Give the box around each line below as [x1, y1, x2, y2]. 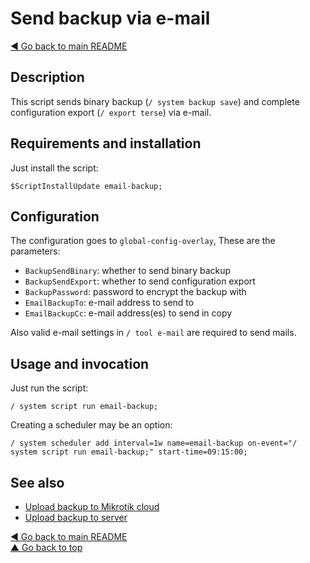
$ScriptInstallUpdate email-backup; [10, 181, 163, 191]
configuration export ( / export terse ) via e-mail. [10, 106, 212, 118]
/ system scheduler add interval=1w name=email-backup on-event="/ [10, 438, 298, 449]
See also [10, 474, 65, 491]
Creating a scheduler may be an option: [10, 419, 173, 431]
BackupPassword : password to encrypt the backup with [24, 286, 247, 298]
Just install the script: [10, 162, 99, 174]
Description [10, 69, 85, 86]
